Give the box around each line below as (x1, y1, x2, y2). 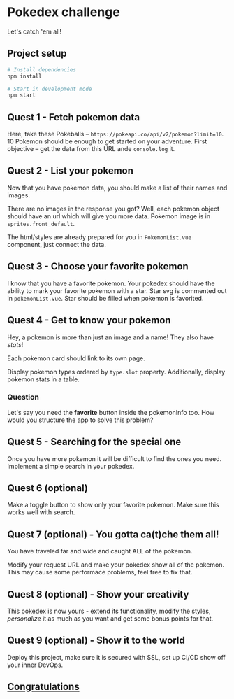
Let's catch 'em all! (7, 27, 61, 36)
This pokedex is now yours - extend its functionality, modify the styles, (7, 607, 211, 616)
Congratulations (7, 681, 80, 693)
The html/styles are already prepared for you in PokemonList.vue (7, 232, 192, 241)
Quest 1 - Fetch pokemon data (7, 111, 140, 123)
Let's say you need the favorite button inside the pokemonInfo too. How (7, 408, 215, 416)
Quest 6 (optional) (7, 482, 89, 494)
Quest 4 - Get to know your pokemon (7, 314, 171, 326)
